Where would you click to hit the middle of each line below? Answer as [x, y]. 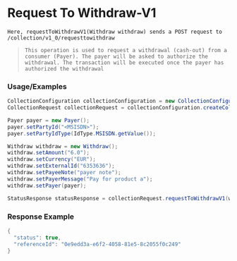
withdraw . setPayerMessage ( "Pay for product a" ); [80, 179]
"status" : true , [37, 238]
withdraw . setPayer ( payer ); [47, 186]
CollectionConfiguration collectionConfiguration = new [91, 101]
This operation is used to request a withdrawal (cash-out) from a [126, 50]
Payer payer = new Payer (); [49, 120]
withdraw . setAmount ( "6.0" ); [49, 153]
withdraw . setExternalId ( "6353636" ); [61, 166]
